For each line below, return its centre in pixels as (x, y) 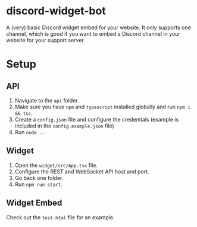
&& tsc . (24, 113)
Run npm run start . (38, 184)
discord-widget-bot (56, 11)
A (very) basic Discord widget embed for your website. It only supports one (99, 27)
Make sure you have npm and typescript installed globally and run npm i (102, 107)
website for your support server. (46, 40)
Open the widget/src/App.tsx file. (56, 165)
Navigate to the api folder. (47, 100)
